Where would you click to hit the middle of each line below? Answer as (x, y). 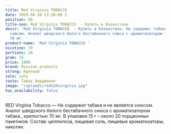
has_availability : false (32, 90)
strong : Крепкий (22, 72)
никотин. (15, 127)
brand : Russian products (32, 67)
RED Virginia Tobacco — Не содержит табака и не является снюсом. (79, 105)
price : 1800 (18, 62)
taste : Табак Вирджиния (31, 81)
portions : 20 (19, 52)
